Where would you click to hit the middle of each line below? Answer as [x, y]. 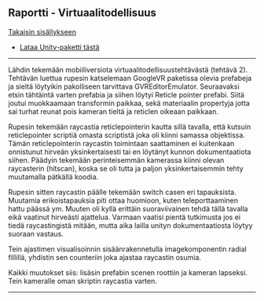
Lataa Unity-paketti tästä [59, 47]
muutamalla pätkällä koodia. [53, 177]
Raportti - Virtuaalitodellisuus [82, 13]
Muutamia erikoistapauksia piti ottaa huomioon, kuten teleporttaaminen [123, 200]
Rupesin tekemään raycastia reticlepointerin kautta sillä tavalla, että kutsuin [130, 127]
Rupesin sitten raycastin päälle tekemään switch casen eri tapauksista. [123, 192]
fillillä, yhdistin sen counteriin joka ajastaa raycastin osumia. [105, 257]
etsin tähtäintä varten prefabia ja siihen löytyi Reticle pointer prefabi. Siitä [126, 94]
